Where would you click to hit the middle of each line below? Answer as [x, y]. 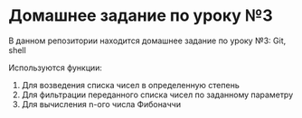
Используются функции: [56, 68]
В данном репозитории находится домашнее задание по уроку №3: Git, [147, 41]
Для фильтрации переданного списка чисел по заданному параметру [157, 95]
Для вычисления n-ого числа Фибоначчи [101, 104]
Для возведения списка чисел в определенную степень [131, 85]
